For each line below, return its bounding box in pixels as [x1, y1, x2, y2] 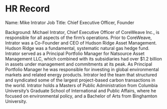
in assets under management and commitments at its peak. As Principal [5, 61, 153, 67]
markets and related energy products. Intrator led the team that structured [5, 71, 157, 77]
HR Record [5, 3, 50, 14]
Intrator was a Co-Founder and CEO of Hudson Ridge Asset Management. [5, 39, 157, 45]
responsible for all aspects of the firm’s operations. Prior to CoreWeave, [5, 34, 152, 40]
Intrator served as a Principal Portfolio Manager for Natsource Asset [5, 50, 145, 56]
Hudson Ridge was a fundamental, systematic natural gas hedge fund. [5, 45, 150, 51]
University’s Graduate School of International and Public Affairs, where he [5, 87, 157, 93]
